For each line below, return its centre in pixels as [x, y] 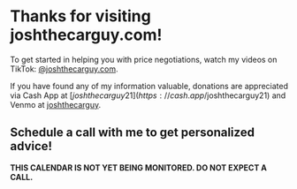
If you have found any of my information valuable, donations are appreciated [149, 86]
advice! [31, 146]
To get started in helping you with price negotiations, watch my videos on [144, 59]
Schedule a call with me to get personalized [133, 133]
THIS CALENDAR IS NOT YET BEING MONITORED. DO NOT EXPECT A [139, 167]
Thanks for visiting [80, 16]
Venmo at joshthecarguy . [56, 104]
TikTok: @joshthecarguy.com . [64, 69]
